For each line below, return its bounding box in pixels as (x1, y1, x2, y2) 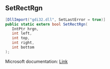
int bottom (11, 45, 35, 50)
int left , (11, 31, 32, 36)
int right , (11, 40, 35, 45)
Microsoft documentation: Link (5, 58, 68, 64)
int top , (11, 36, 30, 41)
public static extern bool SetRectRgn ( (5, 22, 88, 27)
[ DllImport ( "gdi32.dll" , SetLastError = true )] (5, 17, 106, 22)
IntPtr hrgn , (11, 26, 39, 31)
